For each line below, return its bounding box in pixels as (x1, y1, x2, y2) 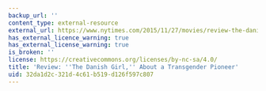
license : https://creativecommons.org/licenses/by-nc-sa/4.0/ (8, 56, 218, 64)
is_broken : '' (8, 48, 55, 56)
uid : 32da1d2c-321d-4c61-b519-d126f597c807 (8, 70, 154, 78)
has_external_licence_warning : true (8, 33, 129, 42)
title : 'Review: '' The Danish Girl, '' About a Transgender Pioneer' (8, 63, 239, 71)
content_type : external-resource (8, 19, 119, 27)
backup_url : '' (8, 11, 59, 20)
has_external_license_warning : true (8, 41, 129, 49)
